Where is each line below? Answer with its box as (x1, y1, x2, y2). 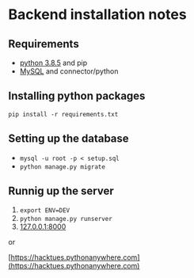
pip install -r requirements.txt (8, 110, 119, 118)
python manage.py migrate (19, 162, 105, 171)
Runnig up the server (8, 185, 114, 198)
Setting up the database (8, 132, 129, 146)
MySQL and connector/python (19, 67, 119, 76)
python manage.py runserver (19, 215, 112, 223)
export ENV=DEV (19, 207, 70, 215)
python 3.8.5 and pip (19, 58, 88, 67)
